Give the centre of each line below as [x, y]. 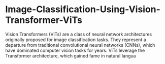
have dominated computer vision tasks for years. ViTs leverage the [75, 50]
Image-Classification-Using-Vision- [83, 9]
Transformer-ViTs [44, 20]
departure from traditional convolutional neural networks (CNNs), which [80, 45]
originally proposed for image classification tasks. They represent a [76, 40]
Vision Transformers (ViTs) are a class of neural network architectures [79, 34]
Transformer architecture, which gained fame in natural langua [71, 56]
